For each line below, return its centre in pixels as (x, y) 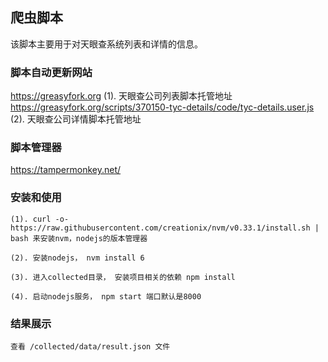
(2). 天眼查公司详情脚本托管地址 (76, 119)
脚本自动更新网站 (51, 72)
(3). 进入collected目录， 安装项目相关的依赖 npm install (123, 277)
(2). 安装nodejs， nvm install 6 (77, 258)
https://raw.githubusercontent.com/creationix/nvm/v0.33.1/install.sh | (165, 228)
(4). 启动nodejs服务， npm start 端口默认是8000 (106, 296)
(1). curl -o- (40, 219)
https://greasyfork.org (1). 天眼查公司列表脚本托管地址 (121, 96)
